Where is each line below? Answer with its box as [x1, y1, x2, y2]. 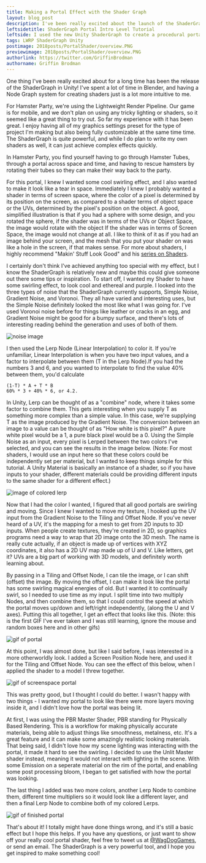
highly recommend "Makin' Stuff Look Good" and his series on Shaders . [6, 250, 189, 257]
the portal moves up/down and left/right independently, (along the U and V [6, 604, 195, 611]
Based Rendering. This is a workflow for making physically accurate [6, 722, 178, 730]
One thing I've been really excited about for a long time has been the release [6, 77, 199, 85]
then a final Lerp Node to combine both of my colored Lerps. [6, 799, 160, 806]
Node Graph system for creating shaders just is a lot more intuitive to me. [6, 90, 191, 98]
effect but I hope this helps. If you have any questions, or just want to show [6, 830, 196, 837]
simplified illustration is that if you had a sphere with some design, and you [6, 211, 195, 218]
